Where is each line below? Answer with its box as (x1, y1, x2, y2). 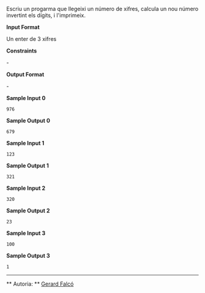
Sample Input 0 (6, 95, 46, 101)
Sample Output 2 (6, 207, 50, 214)
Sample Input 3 (6, 230, 46, 237)
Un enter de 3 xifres (6, 35, 57, 42)
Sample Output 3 (6, 252, 50, 259)
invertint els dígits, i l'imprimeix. (6, 12, 86, 19)
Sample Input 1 (6, 140, 45, 146)
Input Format (6, 24, 40, 31)
